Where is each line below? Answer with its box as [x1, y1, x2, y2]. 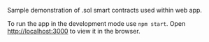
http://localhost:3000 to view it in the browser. [7, 27, 141, 35]
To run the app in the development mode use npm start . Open [7, 20, 186, 27]
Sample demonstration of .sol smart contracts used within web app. [7, 6, 203, 14]
